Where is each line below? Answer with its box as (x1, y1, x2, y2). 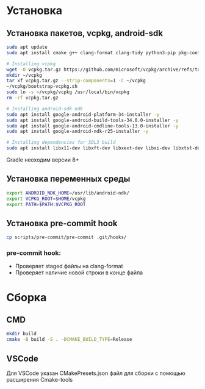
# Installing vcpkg (6, 60, 56, 67)
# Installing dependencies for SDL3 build (6, 140, 116, 146)
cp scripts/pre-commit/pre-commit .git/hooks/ (6, 234, 127, 241)
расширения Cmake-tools (6, 376, 73, 383)
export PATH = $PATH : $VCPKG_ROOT (6, 201, 86, 207)
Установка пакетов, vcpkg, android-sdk (6, 28, 164, 38)
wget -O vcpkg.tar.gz (6, 66, 62, 73)
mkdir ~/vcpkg (6, 72, 43, 78)
